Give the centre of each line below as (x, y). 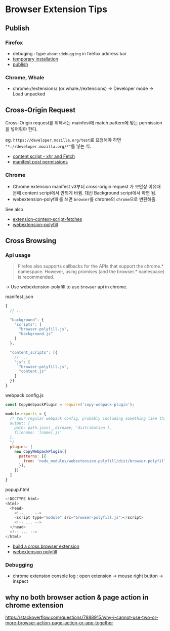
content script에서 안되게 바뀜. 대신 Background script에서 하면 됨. (89, 193)
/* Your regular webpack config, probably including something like (83, 418)
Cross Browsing (31, 240)
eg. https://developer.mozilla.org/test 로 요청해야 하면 (63, 140)
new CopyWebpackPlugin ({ (40, 451)
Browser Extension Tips (56, 9)
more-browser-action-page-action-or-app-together (59, 622)
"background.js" (36, 334)
